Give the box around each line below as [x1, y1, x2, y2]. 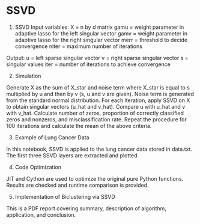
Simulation [14, 72, 41, 79]
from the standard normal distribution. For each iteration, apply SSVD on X [6, 97, 190, 104]
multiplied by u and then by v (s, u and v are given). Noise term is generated [6, 90, 194, 97]
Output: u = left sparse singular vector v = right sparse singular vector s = [6, 54, 189, 61]
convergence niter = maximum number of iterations [14, 43, 143, 50]
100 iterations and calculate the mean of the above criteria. [6, 122, 152, 129]
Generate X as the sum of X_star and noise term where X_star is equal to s [6, 83, 190, 91]
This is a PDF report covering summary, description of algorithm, [6, 205, 166, 212]
